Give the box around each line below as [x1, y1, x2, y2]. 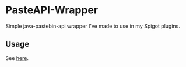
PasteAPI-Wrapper [5, 3, 99, 17]
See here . [5, 54, 29, 61]
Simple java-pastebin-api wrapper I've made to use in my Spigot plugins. [5, 23, 180, 29]
